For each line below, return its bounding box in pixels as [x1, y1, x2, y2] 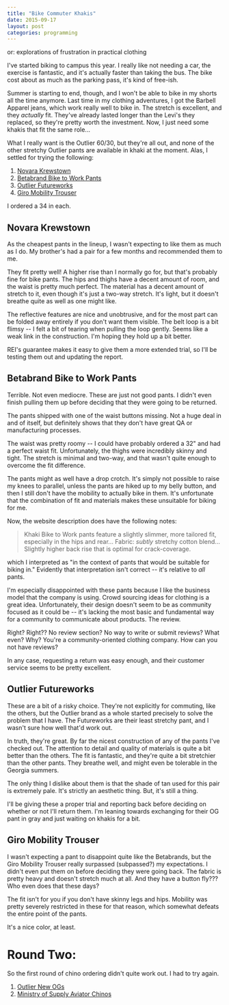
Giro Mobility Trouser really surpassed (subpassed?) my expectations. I [7, 860, 208, 868]
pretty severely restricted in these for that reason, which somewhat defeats [7, 902, 219, 910]
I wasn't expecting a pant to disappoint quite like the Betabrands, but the [7, 852, 212, 861]
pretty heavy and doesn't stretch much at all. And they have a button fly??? [7, 874, 219, 882]
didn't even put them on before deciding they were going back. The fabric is [7, 867, 222, 875]
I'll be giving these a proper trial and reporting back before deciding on [7, 800, 207, 808]
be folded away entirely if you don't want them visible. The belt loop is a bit [7, 318, 219, 326]
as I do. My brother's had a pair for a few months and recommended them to [7, 248, 223, 256]
